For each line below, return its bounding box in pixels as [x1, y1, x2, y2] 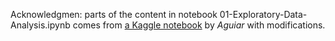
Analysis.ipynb [10, 19, 71, 31]
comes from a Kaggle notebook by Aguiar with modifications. [72, 19, 326, 31]
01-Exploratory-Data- [219, 9, 308, 20]
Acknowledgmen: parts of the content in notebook [10, 9, 218, 20]
